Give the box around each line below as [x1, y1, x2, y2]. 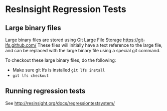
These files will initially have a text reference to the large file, [37, 42, 163, 48]
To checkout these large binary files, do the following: [5, 57, 116, 63]
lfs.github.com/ [5, 42, 37, 48]
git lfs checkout [12, 73, 49, 78]
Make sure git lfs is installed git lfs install [12, 67, 105, 73]
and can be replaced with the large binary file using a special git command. [5, 48, 160, 53]
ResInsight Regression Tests [5, 4, 126, 15]
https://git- [122, 37, 145, 43]
